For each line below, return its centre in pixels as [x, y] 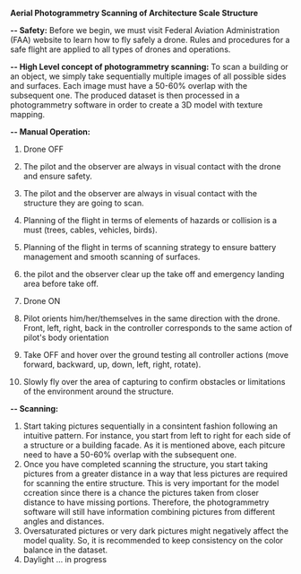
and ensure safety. [58, 176]
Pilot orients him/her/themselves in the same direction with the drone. [151, 318]
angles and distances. [64, 521]
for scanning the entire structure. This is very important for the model [151, 483]
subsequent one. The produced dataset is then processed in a [125, 95]
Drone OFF [43, 149]
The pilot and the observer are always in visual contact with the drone [152, 166]
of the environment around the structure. [98, 391]
